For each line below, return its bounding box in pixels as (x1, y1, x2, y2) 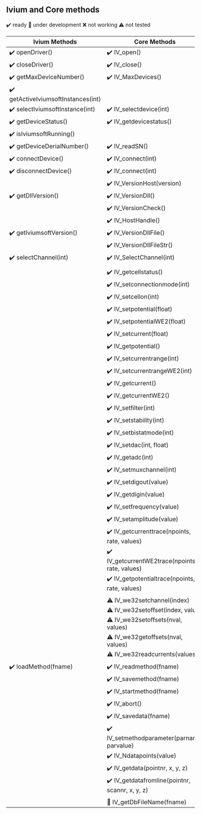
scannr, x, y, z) (106, 786, 148, 794)
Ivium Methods (33, 37, 77, 46)
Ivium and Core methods (6, 5, 100, 15)
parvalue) (106, 741, 134, 749)
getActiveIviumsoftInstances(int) (9, 95, 101, 103)
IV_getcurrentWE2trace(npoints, (106, 556, 197, 565)
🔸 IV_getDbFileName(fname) (106, 798, 187, 806)
